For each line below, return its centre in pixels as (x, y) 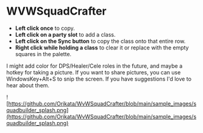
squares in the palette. (43, 54)
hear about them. (28, 85)
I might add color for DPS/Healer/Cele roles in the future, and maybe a (94, 66)
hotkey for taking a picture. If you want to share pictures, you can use (94, 72)
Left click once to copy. (45, 28)
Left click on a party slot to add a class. (65, 34)
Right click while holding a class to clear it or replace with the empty (102, 48)
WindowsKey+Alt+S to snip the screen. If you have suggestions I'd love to (99, 79)
